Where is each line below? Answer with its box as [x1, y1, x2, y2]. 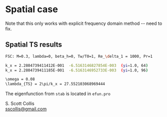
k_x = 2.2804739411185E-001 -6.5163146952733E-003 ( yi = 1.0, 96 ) [5, 67, 148, 73]
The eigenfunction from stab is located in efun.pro [5, 91, 111, 97]
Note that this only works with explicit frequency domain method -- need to [5, 20, 162, 26]
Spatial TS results [5, 41, 62, 49]
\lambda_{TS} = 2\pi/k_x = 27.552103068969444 [5, 82, 105, 87]
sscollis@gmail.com [5, 106, 47, 112]
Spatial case [5, 4, 58, 15]
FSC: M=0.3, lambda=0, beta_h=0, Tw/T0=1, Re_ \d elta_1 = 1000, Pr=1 [5, 54, 153, 59]
